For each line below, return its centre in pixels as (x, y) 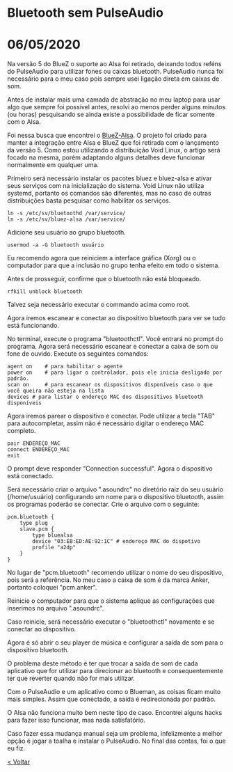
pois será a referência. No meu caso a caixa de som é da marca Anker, (109, 580)
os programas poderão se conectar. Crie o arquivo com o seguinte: (103, 504)
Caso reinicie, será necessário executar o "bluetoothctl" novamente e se (111, 622)
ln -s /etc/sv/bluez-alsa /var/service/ (67, 220)
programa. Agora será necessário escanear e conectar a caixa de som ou (113, 347)
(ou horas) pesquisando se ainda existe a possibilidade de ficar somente (111, 115)
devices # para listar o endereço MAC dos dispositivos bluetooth (105, 397)
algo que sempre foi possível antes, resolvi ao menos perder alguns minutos (116, 107)
